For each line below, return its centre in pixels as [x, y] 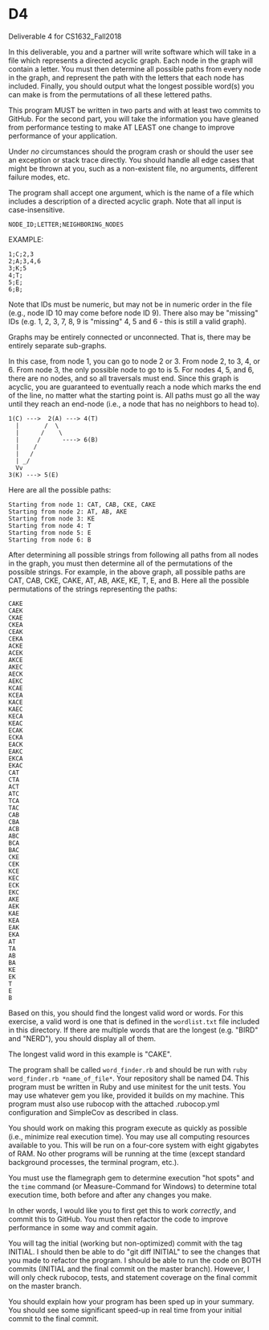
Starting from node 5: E [50, 533]
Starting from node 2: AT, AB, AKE [68, 512]
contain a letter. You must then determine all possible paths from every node [134, 68]
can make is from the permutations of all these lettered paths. [110, 94]
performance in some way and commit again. [83, 1227]
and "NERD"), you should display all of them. [82, 1038]
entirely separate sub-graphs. [57, 345]
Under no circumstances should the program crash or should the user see [131, 151]
